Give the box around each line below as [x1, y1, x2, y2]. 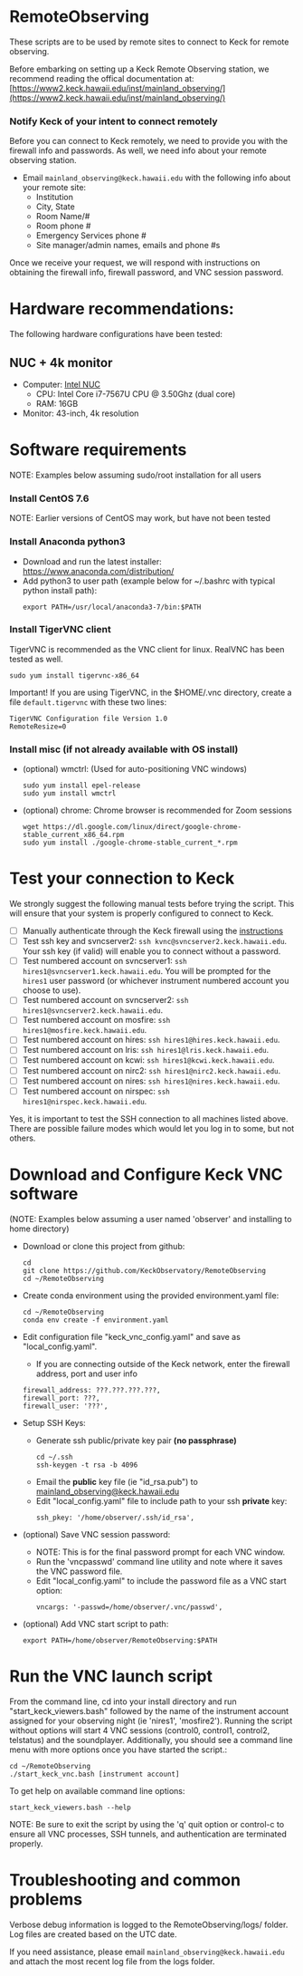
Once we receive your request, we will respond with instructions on [9, 257, 260, 268]
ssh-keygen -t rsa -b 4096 [35, 1460, 138, 1470]
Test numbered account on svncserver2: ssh [22, 995, 189, 1006]
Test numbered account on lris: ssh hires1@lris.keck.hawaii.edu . [22, 1045, 270, 1055]
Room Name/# [35, 211, 90, 222]
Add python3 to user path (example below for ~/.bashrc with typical [22, 575, 276, 586]
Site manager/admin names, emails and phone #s [35, 240, 221, 251]
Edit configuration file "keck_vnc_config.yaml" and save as [22, 1331, 241, 1342]
